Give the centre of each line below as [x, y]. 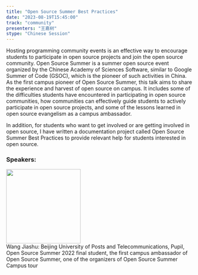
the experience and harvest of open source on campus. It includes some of [98, 88]
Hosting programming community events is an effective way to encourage [97, 50]
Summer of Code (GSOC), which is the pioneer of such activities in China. [97, 76]
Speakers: [21, 160]
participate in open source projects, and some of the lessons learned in [94, 108]
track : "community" [30, 23]
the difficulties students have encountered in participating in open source [96, 95]
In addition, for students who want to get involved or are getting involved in [98, 125]
